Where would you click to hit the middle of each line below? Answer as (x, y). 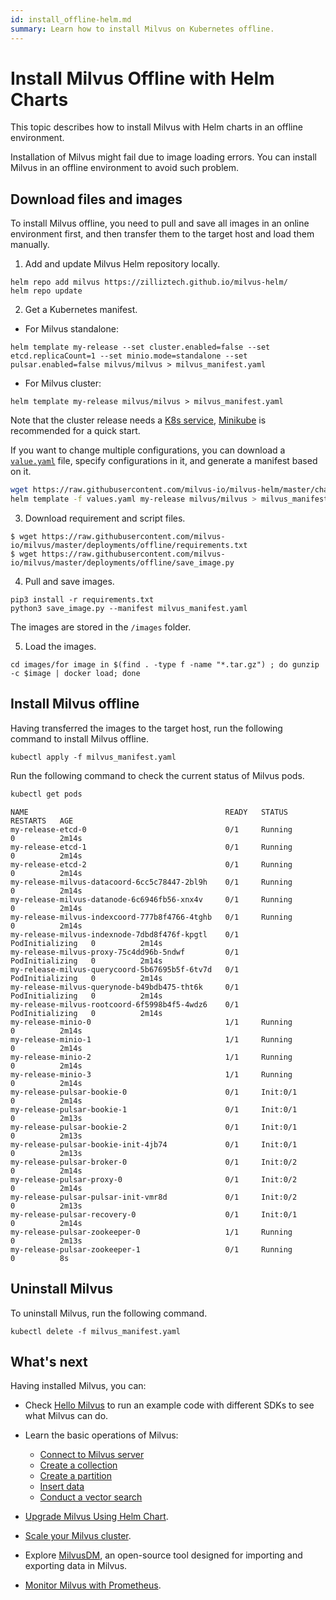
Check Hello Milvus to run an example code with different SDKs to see (169, 1405)
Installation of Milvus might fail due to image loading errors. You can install (163, 157)
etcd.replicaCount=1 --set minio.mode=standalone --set (129, 356)
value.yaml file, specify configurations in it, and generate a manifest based (164, 461)
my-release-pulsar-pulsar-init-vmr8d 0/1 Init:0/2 (154, 1197)
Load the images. (60, 646)
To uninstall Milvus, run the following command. (109, 1313)
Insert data (62, 1487)
